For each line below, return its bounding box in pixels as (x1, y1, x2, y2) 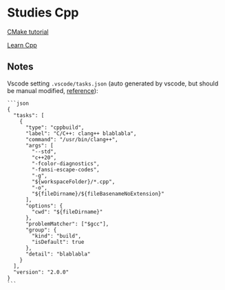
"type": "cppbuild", (25, 124, 85, 131)
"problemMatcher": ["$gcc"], (25, 220, 109, 227)
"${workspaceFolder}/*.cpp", (32, 178, 116, 185)
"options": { (25, 202, 63, 209)
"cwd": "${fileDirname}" (32, 208, 103, 215)
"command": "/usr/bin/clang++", (25, 136, 118, 143)
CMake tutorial (7, 28, 49, 36)
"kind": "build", (32, 232, 81, 239)
